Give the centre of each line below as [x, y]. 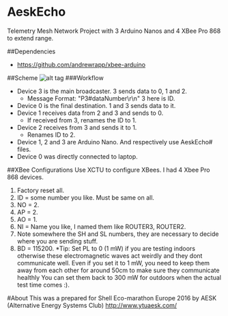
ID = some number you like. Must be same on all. [86, 197]
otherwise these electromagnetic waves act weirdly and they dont [110, 255]
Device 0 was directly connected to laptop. [77, 156]
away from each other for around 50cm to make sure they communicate [118, 270]
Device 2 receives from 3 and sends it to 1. [77, 127]
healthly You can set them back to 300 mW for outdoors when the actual [119, 277]
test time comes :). [43, 285]
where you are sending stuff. [57, 241]
